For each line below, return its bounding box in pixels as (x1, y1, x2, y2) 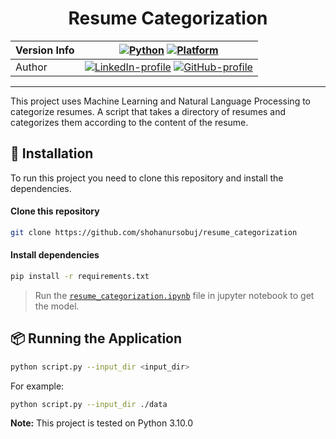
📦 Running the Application (10, 330, 183, 347)
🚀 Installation (10, 145, 94, 162)
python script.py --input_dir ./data (10, 399, 168, 409)
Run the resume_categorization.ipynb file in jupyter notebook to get (34, 289, 315, 301)
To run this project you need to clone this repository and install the (10, 172, 284, 184)
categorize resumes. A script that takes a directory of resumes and (10, 105, 287, 117)
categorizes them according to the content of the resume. (10, 116, 249, 128)
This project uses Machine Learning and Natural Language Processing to (10, 95, 311, 107)
